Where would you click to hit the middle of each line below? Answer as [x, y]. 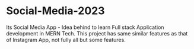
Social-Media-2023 [55, 11]
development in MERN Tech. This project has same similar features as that [97, 33]
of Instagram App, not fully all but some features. [66, 40]
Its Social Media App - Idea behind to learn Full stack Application [85, 27]
